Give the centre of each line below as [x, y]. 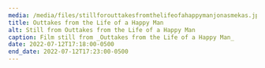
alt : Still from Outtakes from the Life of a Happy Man [102, 30]
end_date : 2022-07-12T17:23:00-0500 [68, 52]
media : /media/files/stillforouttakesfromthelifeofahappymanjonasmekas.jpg [135, 15]
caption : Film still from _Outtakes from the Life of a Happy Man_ [121, 37]
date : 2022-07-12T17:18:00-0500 [61, 45]
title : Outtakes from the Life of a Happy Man [86, 23]
